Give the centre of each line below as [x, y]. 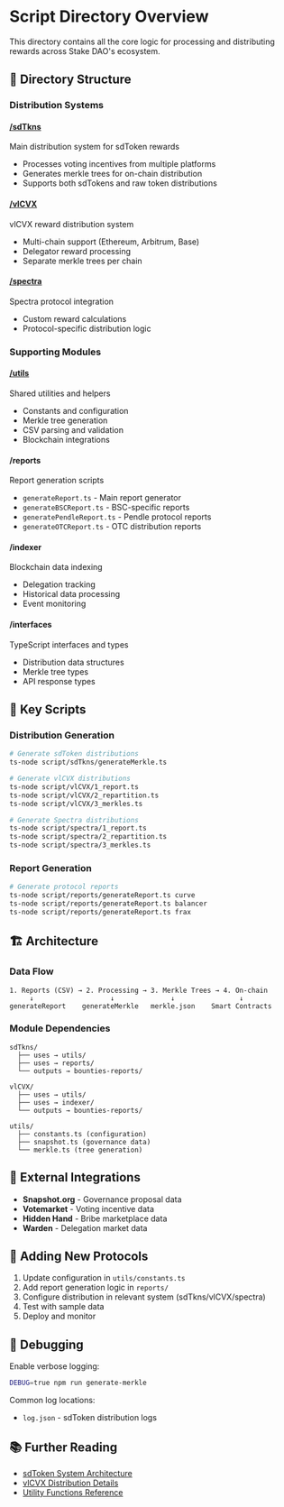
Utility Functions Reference [73, 1492]
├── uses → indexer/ [56, 1102]
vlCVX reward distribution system [72, 224]
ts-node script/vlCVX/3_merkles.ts [76, 804]
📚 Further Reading [64, 1447]
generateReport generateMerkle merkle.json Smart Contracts [141, 1006]
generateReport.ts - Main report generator [102, 498]
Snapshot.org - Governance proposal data [102, 1199]
